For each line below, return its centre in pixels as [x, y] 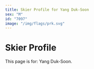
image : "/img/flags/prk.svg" [35, 23]
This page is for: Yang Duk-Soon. [39, 62]
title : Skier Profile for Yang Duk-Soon [47, 10]
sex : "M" [14, 14]
